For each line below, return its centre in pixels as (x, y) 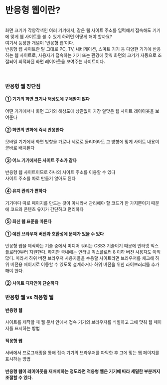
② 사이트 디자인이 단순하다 (32, 283)
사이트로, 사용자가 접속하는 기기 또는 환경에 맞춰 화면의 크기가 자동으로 (88, 55)
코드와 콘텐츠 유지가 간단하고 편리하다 (47, 209)
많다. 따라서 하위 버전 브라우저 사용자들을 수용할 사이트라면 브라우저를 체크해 (80, 258)
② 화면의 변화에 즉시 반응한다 (34, 130)
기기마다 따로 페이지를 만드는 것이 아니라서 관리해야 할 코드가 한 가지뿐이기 (78, 203)
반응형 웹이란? (33, 10)
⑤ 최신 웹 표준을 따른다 (28, 221)
